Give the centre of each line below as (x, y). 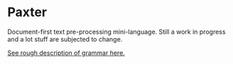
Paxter (27, 12)
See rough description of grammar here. (66, 53)
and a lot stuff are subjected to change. (65, 39)
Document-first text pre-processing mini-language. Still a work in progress (116, 32)
